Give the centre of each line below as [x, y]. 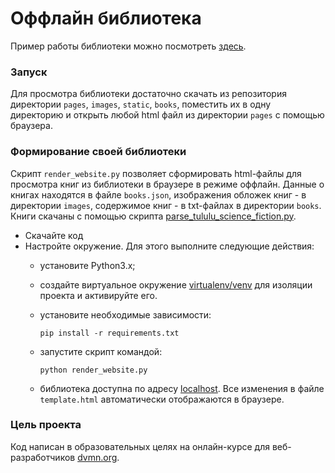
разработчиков [43, 457]
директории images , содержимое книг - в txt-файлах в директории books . [166, 205]
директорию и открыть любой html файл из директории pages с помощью [167, 115]
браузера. [31, 126]
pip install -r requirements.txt [109, 333]
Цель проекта [46, 425]
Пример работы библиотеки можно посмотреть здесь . [128, 46]
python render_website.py [93, 370]
